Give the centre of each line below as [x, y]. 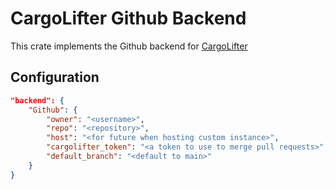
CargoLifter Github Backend [128, 18]
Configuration [55, 77]
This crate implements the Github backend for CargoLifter [129, 46]
